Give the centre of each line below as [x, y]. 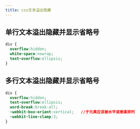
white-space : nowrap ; [32, 54]
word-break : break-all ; [34, 107]
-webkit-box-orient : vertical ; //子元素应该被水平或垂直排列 [73, 112]
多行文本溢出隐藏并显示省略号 [52, 81]
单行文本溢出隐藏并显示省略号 [52, 32]
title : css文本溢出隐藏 [28, 10]
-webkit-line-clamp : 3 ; [34, 117]
